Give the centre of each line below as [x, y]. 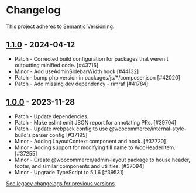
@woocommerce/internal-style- [148, 129]
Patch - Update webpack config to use [61, 129]
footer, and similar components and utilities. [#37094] [79, 166]
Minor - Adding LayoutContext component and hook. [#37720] [90, 141]
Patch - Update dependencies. [51, 116]
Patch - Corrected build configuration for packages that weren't [91, 58]
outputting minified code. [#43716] [56, 65]
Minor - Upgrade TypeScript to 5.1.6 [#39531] [69, 172]
